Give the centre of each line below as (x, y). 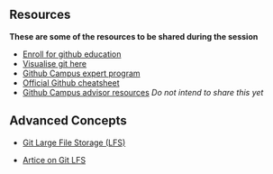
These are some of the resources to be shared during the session (134, 36)
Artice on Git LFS (54, 160)
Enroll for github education (72, 54)
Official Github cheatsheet (71, 82)
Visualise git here (55, 63)
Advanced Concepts (68, 121)
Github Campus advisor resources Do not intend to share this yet (143, 92)
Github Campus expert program (82, 73)
